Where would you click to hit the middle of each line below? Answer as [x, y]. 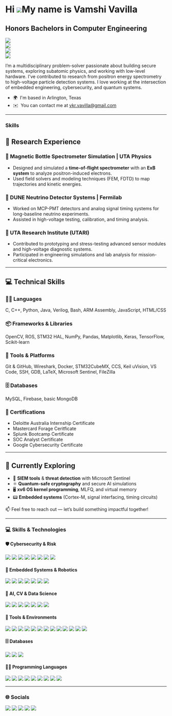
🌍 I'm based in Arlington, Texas [47, 98]
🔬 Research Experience [43, 142]
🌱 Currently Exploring [40, 466]
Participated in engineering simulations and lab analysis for [75, 255]
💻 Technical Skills [35, 282]
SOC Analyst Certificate [38, 440]
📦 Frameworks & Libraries [39, 323]
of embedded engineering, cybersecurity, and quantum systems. [74, 87]
